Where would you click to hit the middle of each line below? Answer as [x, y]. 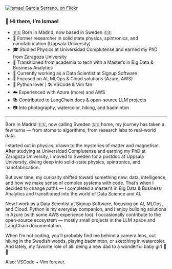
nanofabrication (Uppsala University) [52, 44]
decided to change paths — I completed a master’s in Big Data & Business [83, 188]
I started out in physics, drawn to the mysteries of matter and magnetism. [83, 146]
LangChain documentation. [34, 226]
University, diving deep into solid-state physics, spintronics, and [73, 162]
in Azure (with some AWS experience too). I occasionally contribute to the [83, 215]
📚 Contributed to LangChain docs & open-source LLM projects [80, 100]
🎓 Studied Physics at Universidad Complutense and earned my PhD [85, 49]
